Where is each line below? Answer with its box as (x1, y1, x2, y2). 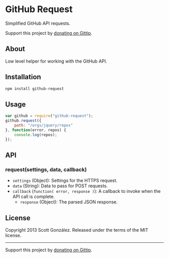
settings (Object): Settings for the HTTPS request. (12, 178, 118, 184)
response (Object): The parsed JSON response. (20, 199, 118, 205)
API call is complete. (12, 193, 55, 200)
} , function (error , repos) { (5, 127, 66, 132)
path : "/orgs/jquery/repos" (14, 123, 73, 128)
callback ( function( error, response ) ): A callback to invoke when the (12, 188, 161, 194)
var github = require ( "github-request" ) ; (5, 114, 94, 119)
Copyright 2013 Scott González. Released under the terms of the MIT (5, 227, 148, 233)
